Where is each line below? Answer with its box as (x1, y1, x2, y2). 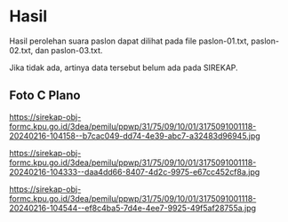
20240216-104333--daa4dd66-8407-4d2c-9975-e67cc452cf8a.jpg (9, 166, 260, 177)
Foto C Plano (9, 88, 81, 103)
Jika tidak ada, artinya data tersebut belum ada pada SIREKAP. (9, 62, 238, 73)
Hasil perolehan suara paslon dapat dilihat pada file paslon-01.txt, (9, 36, 250, 46)
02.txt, (9, 44, 34, 55)
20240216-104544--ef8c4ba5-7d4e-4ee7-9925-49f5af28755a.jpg (9, 202, 256, 213)
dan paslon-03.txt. (35, 44, 103, 55)
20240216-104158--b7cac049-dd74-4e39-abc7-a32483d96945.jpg (9, 131, 260, 141)
